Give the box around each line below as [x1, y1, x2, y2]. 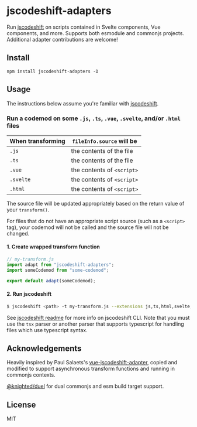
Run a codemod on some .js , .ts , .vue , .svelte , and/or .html [6, 114, 181, 122]
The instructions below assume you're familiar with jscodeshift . [6, 100, 159, 107]
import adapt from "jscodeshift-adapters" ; [6, 262, 115, 268]
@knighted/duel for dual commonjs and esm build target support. [6, 382, 164, 390]
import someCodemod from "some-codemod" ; [6, 267, 109, 273]
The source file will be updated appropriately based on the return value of [6, 200, 185, 207]
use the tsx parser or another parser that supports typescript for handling [6, 320, 185, 327]
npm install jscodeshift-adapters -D [6, 69, 99, 74]
